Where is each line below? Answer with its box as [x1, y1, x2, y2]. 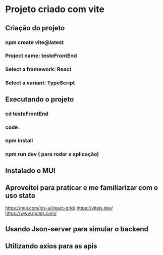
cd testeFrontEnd [5, 110, 49, 117]
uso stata [5, 191, 35, 200]
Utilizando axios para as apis [5, 242, 97, 250]
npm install [5, 137, 33, 144]
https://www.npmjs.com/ [5, 210, 57, 216]
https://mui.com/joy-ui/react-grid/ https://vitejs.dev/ [5, 205, 113, 211]
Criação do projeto [5, 24, 65, 32]
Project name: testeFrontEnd [5, 52, 77, 59]
